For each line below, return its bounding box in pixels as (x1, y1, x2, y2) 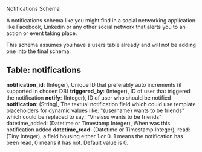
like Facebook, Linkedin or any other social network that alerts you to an (6, 24, 186, 30)
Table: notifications (6, 65, 82, 75)
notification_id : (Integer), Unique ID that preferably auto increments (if (6, 81, 183, 88)
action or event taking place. (6, 30, 77, 37)
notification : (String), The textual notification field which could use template (6, 100, 196, 107)
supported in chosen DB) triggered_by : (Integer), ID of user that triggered (6, 87, 191, 95)
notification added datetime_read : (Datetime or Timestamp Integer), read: (6, 126, 191, 133)
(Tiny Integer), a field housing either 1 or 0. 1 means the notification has (6, 132, 183, 139)
